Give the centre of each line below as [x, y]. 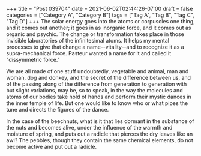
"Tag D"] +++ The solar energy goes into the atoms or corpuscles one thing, [100, 21]
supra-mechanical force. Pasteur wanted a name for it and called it [89, 53]
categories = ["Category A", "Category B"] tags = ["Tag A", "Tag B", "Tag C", [100, 15]
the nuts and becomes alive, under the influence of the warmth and [89, 127]
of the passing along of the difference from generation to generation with [97, 84]
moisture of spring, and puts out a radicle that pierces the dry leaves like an [100, 134]
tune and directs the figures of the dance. [58, 109]
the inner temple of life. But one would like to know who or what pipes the [97, 103]
